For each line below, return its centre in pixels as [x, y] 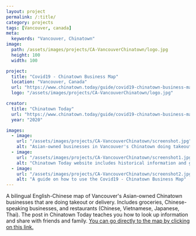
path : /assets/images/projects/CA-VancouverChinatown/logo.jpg [90, 50]
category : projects [30, 22]
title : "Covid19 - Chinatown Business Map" [65, 77]
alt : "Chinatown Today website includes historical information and [101, 163]
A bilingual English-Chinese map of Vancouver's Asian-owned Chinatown [94, 196]
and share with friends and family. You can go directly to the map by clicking [98, 221]
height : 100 [26, 55]
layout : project [26, 11]
